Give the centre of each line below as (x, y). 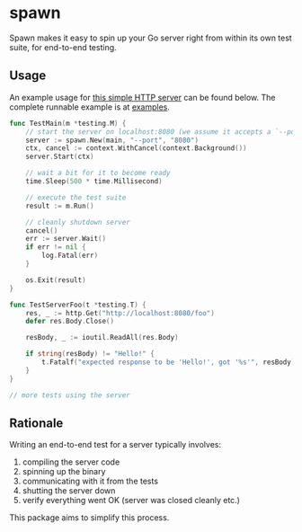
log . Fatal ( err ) (70, 256)
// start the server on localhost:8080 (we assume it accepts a (148, 132)
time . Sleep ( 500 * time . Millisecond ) (94, 182)
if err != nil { (56, 247)
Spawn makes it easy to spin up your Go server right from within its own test (151, 38)
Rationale (36, 423)
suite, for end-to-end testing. (63, 47)
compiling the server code (71, 462)
